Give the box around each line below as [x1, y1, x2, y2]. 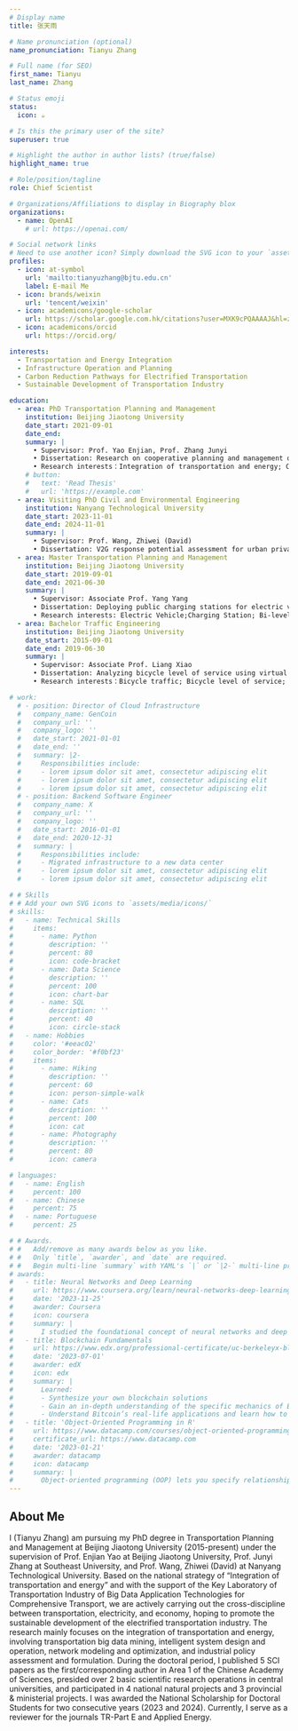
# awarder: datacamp [9, 1451, 101, 1460]
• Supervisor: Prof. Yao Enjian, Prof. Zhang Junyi [32, 446, 228, 455]
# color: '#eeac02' [9, 1039, 98, 1048]
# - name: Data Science [9, 965, 122, 973]
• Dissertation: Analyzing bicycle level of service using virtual [32, 669, 288, 678]
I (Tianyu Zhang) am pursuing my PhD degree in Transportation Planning [9, 1532, 275, 1543]
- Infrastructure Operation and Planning [17, 363, 173, 373]
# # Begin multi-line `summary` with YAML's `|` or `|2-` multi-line [9, 1261, 279, 1270]
